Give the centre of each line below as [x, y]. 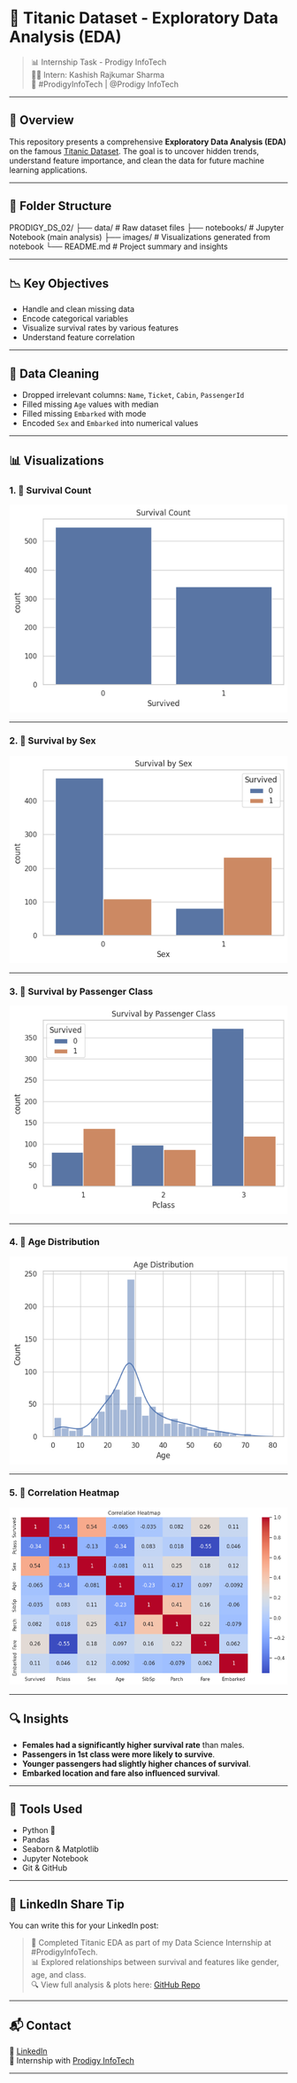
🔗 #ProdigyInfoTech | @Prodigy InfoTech [105, 84]
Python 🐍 [38, 1830]
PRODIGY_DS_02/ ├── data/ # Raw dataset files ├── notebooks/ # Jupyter [147, 227]
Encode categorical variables [75, 319]
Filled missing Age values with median [90, 404]
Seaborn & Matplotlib [60, 1849]
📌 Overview [42, 120]
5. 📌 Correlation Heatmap [64, 1493]
